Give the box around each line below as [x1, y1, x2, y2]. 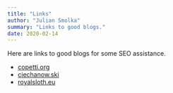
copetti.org [17, 63, 50, 71]
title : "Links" [7, 10, 52, 18]
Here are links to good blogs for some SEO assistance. [7, 49, 166, 58]
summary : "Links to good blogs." [7, 23, 106, 30]
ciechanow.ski [17, 70, 59, 79]
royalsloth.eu [17, 78, 56, 87]
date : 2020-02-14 [7, 30, 59, 37]
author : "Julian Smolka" [7, 17, 80, 24]
